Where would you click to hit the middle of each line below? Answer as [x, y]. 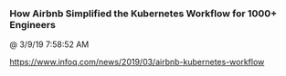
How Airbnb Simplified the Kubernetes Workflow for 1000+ [143, 14]
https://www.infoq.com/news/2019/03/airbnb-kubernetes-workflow [137, 62]
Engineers [33, 24]
